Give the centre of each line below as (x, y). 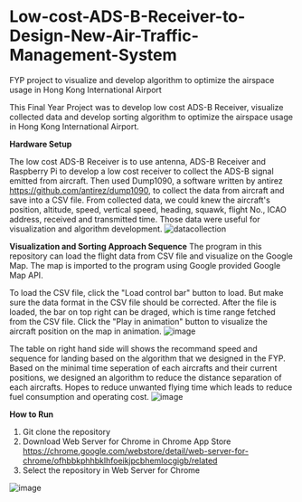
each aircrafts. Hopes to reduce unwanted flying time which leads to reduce (151, 387)
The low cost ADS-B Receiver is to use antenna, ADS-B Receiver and (138, 161)
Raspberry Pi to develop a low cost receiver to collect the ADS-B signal (142, 171)
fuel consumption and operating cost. (79, 396)
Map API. (26, 275)
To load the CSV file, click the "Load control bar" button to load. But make (146, 292)
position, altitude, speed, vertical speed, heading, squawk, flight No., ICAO (148, 209)
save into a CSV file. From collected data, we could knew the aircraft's (140, 200)
